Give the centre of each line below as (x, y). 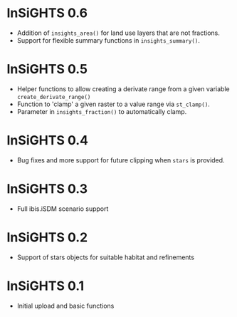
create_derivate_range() (54, 97)
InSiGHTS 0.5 (47, 69)
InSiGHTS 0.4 (47, 141)
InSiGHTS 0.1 (46, 286)
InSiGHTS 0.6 (47, 13)
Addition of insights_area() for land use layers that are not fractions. (118, 33)
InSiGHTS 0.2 (47, 237)
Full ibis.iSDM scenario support (63, 209)
